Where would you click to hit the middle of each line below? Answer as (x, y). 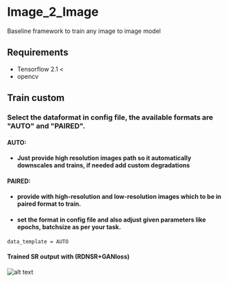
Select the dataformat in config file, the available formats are (110, 117)
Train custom (36, 98)
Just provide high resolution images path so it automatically (104, 158)
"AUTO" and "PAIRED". (46, 126)
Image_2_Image (53, 12)
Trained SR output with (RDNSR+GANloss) (68, 257)
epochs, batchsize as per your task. (69, 227)
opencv (28, 76)
